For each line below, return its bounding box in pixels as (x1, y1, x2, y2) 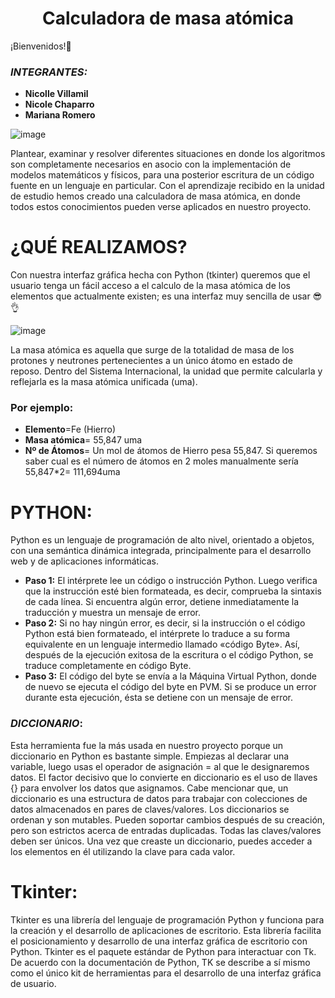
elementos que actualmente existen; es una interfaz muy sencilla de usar (10, 290, 311, 302)
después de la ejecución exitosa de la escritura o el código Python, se (24, 649, 314, 661)
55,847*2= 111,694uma (24, 466, 121, 478)
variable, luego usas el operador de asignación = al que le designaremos (10, 760, 310, 772)
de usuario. (10, 977, 57, 989)
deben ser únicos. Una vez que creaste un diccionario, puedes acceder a (10, 835, 313, 847)
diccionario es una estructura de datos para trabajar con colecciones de (10, 792, 308, 804)
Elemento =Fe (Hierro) (24, 423, 117, 436)
